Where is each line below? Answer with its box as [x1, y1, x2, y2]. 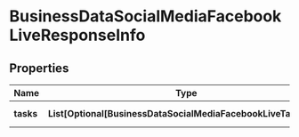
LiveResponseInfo [9, 25, 146, 45]
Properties [9, 60, 69, 76]
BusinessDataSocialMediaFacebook [9, 6, 282, 27]
